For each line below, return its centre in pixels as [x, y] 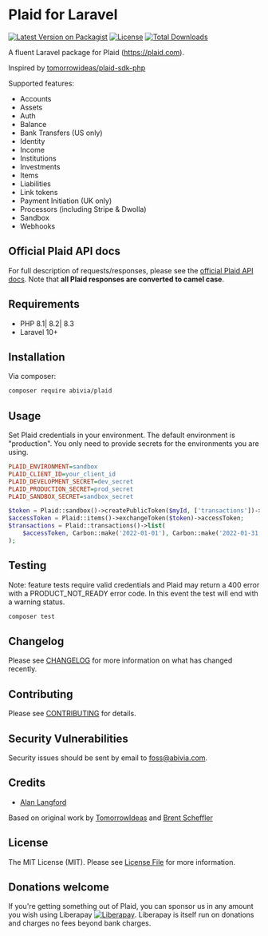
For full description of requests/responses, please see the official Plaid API [131, 270]
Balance [33, 124]
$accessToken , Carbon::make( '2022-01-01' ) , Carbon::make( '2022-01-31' [142, 533]
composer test [32, 616]
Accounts [35, 98]
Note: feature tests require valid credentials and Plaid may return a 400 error [134, 584]
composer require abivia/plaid [60, 391]
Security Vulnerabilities [69, 738]
